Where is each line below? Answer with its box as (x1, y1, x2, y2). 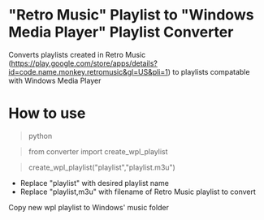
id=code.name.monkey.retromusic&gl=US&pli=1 (8, 67, 168, 76)
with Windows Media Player (8, 75, 102, 85)
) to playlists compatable (167, 67, 250, 76)
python (28, 131, 53, 140)
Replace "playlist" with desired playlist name (19, 178, 169, 188)
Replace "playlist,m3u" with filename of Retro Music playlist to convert (19, 187, 256, 196)
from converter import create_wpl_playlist (28, 146, 168, 156)
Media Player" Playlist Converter (8, 23, 234, 41)
